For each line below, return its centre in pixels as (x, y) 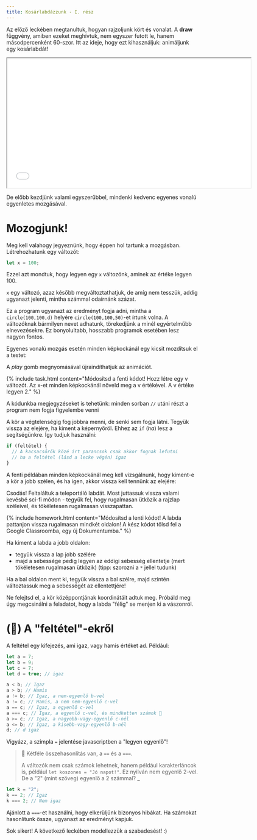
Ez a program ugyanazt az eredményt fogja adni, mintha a (79, 311)
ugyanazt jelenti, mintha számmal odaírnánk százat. (71, 299)
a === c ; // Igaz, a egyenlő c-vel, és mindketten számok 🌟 (84, 713)
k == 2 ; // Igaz (27, 795)
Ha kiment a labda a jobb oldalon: (48, 542)
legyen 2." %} (23, 392)
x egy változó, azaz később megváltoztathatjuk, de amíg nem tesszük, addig (102, 293)
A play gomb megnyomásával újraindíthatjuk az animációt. (79, 367)
